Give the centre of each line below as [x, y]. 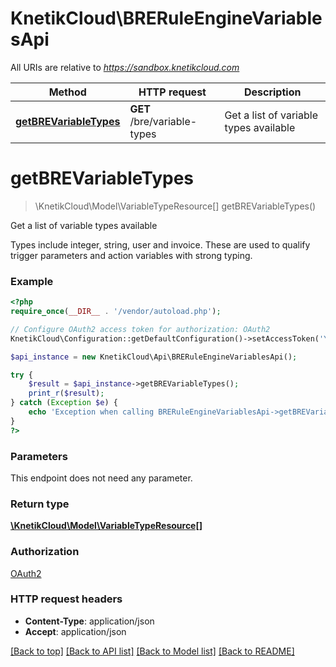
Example [32, 281]
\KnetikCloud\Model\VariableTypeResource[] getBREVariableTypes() [175, 206]
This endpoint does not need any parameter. [101, 478]
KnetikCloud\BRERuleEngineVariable [166, 18]
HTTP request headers [66, 599]
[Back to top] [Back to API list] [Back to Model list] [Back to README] [152, 651]
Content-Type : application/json [89, 621]
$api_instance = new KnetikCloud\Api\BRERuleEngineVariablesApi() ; [154, 357]
